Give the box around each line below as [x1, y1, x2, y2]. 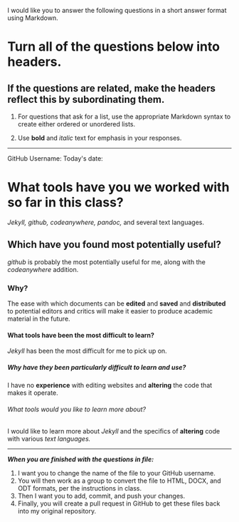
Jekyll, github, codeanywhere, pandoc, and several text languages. [7, 218, 205, 226]
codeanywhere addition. [7, 265, 79, 273]
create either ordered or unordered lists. [17, 120, 136, 128]
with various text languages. [7, 435, 91, 443]
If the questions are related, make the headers [7, 82, 216, 94]
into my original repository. [17, 507, 97, 516]
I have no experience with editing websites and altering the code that [7, 381, 213, 390]
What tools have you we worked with [7, 179, 230, 196]
